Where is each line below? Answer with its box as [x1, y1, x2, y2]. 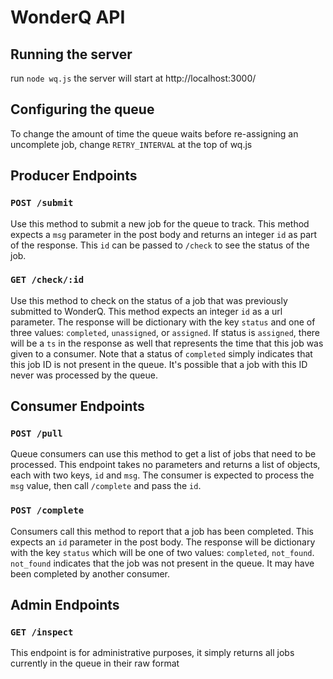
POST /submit [10, 197, 74, 209]
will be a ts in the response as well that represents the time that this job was [10, 337, 324, 349]
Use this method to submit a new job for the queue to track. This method [10, 217, 310, 230]
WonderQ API [10, 6, 126, 29]
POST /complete [10, 505, 85, 516]
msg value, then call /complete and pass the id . [10, 480, 202, 492]
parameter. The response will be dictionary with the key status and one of [10, 316, 316, 328]
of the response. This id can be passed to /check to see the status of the [10, 239, 310, 251]
